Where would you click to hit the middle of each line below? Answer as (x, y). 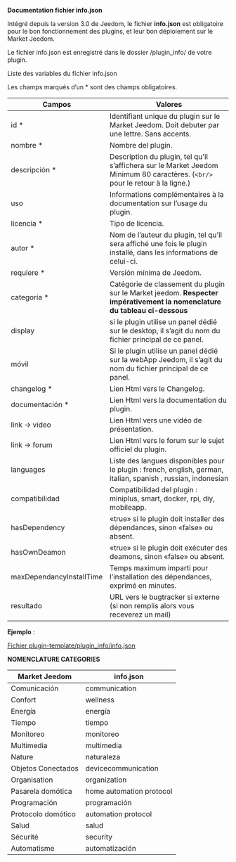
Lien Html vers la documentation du (168, 400)
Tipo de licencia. (137, 223)
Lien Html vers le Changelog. (157, 388)
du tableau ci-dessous (149, 310)
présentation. (131, 429)
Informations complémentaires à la (167, 194)
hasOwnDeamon (38, 552)
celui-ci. (124, 261)
